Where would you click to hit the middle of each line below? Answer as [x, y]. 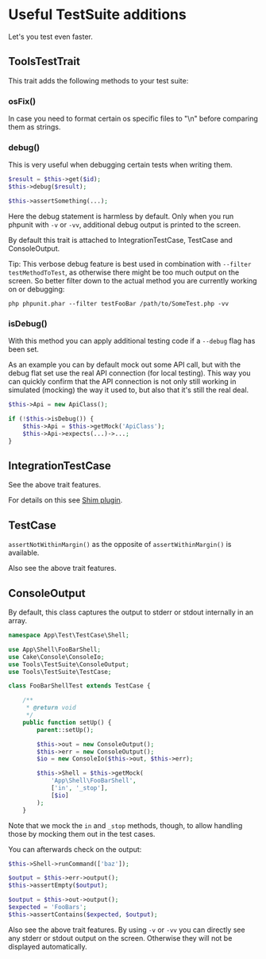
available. [24, 553]
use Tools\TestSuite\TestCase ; [60, 672]
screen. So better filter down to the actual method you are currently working [133, 280]
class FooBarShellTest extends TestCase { [79, 686]
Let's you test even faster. [51, 37]
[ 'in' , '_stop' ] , [79, 788]
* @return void [51, 708]
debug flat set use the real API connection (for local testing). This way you [130, 373]
